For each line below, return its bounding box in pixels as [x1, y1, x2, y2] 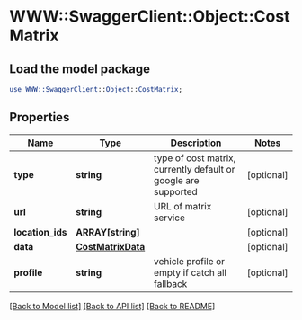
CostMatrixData [75, 240, 146, 253]
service [154, 211, 186, 224]
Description [170, 137, 222, 149]
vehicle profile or [154, 254, 226, 267]
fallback [154, 277, 188, 289]
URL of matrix [154, 200, 212, 212]
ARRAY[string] [75, 226, 140, 238]
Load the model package [9, 61, 151, 76]
